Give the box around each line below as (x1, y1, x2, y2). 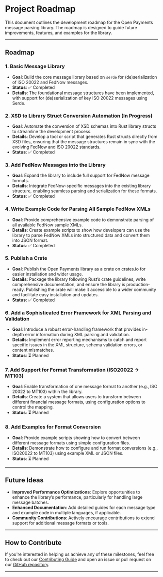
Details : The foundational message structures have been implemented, (12, 90, 154, 96)
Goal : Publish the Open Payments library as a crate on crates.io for (12, 266, 146, 272)
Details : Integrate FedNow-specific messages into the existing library (12, 183, 151, 189)
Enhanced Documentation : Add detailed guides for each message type (12, 504, 156, 510)
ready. (12, 287, 25, 292)
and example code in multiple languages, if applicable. (12, 509, 121, 515)
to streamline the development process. (12, 128, 92, 134)
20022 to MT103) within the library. (12, 389, 83, 394)
